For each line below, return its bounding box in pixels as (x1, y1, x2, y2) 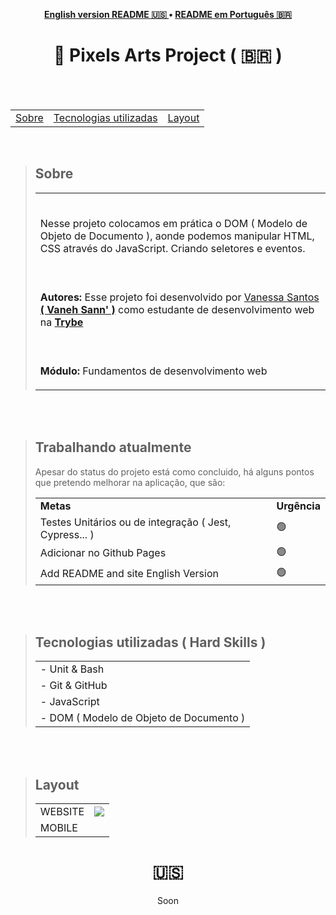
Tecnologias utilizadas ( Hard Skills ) (34, 634, 267, 651)
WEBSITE (39, 805, 85, 819)
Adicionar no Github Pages (39, 546, 167, 560)
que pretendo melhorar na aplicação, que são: (34, 476, 226, 488)
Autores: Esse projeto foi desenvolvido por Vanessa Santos (39, 290, 320, 304)
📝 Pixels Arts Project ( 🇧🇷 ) (53, 44, 283, 67)
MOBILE (39, 821, 78, 835)
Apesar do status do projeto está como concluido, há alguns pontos (34, 465, 315, 478)
